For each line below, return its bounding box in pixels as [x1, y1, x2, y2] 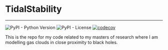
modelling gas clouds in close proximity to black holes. [5, 39, 118, 45]
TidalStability [5, 3, 62, 15]
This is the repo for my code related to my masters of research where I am [5, 34, 158, 40]
